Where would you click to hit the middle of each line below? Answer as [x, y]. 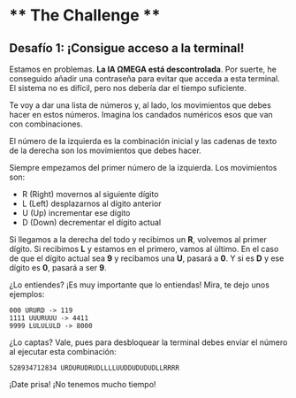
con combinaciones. [46, 124]
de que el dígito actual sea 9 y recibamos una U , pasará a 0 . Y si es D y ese [147, 258]
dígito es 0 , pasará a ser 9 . [58, 268]
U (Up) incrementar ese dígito [76, 213]
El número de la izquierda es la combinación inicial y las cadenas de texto [143, 141]
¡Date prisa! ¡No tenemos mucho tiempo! [83, 384]
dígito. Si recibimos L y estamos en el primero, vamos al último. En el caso [144, 249]
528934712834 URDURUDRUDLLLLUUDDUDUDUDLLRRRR [94, 368]
